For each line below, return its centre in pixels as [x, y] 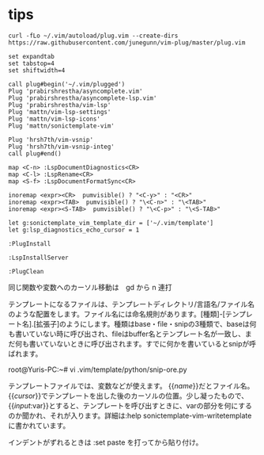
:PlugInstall [30, 243]
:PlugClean [26, 271]
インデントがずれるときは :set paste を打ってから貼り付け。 [106, 442]
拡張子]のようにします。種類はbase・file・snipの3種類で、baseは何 [146, 323]
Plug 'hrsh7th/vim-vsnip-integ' [61, 147]
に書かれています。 [39, 425]
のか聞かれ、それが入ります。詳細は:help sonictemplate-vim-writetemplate [130, 415]
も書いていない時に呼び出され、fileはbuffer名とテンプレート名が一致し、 [127, 334]
